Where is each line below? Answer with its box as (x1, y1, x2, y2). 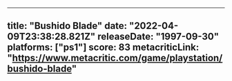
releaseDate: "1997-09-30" (97, 31, 220, 43)
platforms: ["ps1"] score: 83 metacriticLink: (7, 42, 200, 54)
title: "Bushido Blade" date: (7, 20, 128, 32)
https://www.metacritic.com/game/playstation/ (12, 52, 223, 64)
